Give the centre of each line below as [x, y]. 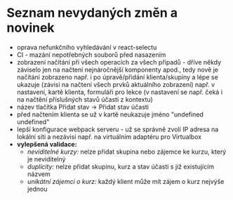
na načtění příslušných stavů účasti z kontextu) [85, 99]
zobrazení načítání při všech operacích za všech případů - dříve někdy [119, 62]
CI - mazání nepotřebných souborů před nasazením [91, 55]
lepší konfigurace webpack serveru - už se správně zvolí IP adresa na [118, 129]
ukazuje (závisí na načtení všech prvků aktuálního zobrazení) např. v [116, 84]
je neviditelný [46, 159]
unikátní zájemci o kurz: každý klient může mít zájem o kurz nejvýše [126, 181]
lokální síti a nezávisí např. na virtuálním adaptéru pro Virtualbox [109, 136]
